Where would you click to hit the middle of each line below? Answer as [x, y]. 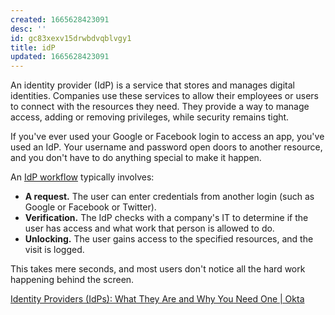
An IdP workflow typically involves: [82, 177]
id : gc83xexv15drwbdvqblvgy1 [71, 38]
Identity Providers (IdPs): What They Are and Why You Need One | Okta [157, 299]
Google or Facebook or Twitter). [90, 207]
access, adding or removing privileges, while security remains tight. [150, 117]
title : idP [33, 47]
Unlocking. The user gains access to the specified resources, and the [169, 239]
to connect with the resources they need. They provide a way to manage [160, 107]
